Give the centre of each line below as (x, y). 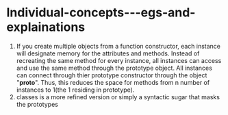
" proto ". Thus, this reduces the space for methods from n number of (113, 82)
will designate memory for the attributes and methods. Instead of (108, 53)
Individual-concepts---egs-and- (101, 13)
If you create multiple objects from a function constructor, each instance (118, 46)
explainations (46, 27)
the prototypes (37, 104)
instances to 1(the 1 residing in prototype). (75, 90)
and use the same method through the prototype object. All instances (114, 68)
